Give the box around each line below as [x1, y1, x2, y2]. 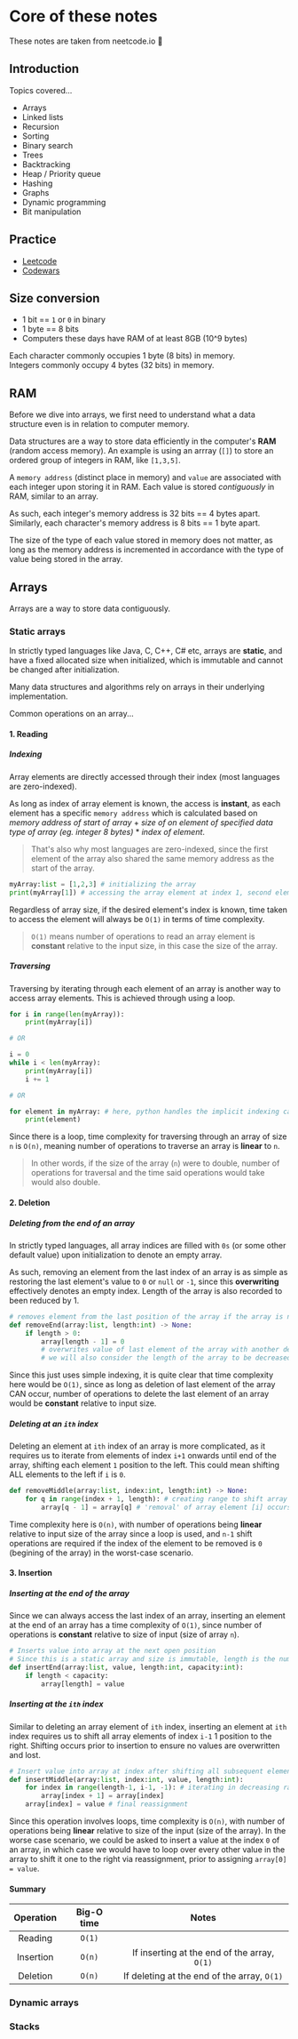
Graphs [21, 187, 50, 197]
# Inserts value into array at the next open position [9, 1647, 216, 1656]
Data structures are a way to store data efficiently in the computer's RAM [9, 436, 277, 446]
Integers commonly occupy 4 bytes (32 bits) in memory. [9, 360, 215, 371]
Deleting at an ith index [9, 1418, 99, 1429]
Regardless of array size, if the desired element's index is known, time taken [9, 904, 288, 915]
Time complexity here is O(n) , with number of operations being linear [9, 1519, 263, 1529]
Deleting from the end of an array [9, 1217, 136, 1228]
